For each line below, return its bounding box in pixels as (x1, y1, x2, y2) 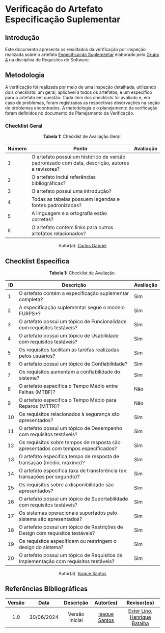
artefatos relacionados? (31, 230, 86, 237)
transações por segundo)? (19, 473, 80, 480)
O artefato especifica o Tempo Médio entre (19, 382, 118, 389)
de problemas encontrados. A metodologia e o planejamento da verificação (5, 105, 158, 111)
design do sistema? (19, 544, 64, 551)
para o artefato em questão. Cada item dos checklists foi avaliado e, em (5, 94, 151, 100)
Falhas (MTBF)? (19, 389, 55, 396)
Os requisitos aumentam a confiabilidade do (19, 368, 120, 375)
